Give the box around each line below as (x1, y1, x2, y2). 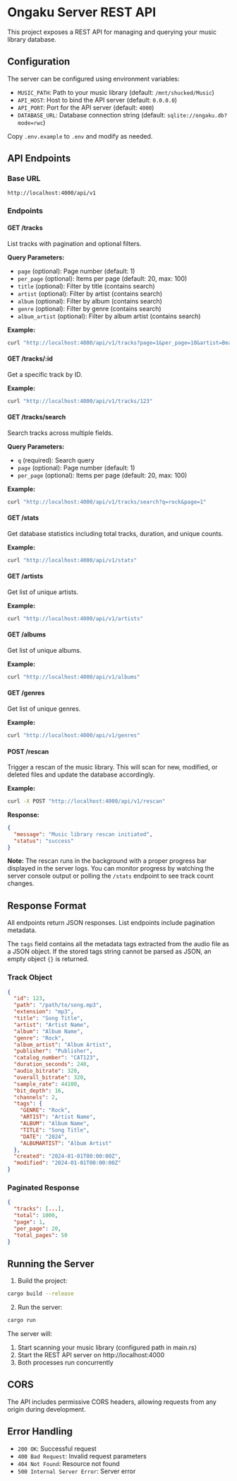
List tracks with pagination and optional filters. (7, 239, 142, 248)
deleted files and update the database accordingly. (7, 770, 155, 779)
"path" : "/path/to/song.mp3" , (13, 1001, 102, 1009)
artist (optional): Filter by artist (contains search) (17, 289, 163, 298)
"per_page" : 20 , (13, 1225, 61, 1232)
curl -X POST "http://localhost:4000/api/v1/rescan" (7, 798, 166, 805)
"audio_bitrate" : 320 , (13, 1067, 80, 1075)
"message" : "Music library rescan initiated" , (13, 830, 153, 838)
